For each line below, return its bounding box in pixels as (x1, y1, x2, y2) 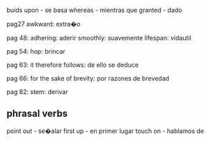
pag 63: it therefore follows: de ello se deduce (6, 61, 139, 69)
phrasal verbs (6, 108, 68, 120)
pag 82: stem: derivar (6, 88, 68, 96)
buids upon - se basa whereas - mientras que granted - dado (6, 6, 182, 14)
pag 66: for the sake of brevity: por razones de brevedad (6, 74, 170, 82)
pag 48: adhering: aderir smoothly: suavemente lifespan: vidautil (6, 34, 192, 42)
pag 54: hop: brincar (6, 47, 65, 55)
